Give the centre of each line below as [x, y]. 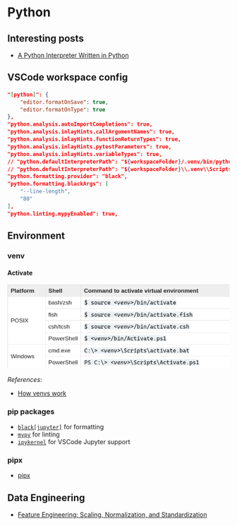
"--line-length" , [45, 191]
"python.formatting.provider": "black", [68, 177]
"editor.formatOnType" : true [63, 109]
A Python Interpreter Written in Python [73, 55]
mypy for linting [38, 434]
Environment [36, 236]
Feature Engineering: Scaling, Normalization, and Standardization [112, 515]
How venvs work [42, 393]
